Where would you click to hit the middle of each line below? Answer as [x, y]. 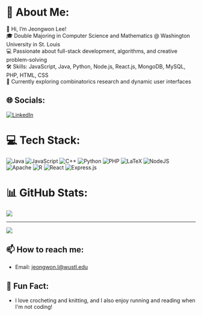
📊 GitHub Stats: [47, 193]
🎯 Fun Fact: [28, 286]
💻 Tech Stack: [43, 140]
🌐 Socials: [26, 101]
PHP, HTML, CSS [27, 75]
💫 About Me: [38, 12]
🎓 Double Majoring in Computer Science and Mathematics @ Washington [98, 35]
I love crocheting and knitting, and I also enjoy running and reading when [105, 300]
